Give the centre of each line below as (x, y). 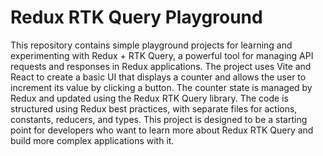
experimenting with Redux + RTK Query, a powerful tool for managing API (162, 55)
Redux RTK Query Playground (136, 17)
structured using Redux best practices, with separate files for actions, (154, 108)
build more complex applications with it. (92, 140)
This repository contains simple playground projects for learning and (151, 45)
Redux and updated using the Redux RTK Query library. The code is (149, 98)
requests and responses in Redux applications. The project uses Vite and (161, 66)
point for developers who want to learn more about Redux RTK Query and (162, 130)
